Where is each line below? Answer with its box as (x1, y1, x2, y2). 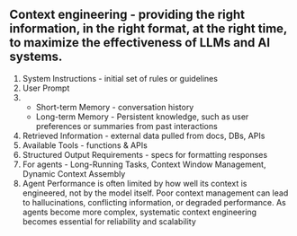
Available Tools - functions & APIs (22, 139, 148, 151)
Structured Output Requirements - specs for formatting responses (22, 149, 268, 160)
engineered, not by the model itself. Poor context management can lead (22, 188, 289, 198)
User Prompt (22, 83, 70, 93)
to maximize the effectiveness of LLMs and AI (9, 35, 271, 50)
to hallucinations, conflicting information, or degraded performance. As (22, 197, 286, 207)
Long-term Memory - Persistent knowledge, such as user (35, 111, 249, 122)
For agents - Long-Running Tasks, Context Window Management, (22, 159, 266, 170)
